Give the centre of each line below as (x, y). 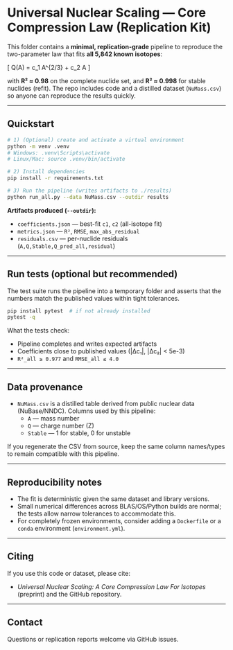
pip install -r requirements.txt (55, 178)
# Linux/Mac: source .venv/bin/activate (67, 159)
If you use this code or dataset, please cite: (69, 573)
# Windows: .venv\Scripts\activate (59, 153)
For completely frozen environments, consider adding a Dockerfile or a (119, 520)
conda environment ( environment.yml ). (71, 528)
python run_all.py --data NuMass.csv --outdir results (88, 197)
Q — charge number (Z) (61, 426)
